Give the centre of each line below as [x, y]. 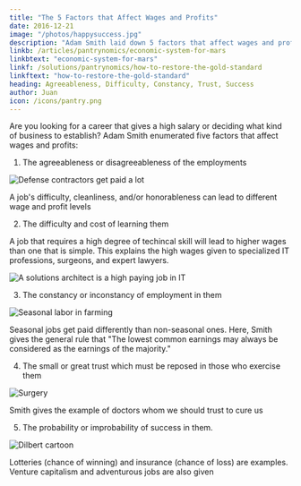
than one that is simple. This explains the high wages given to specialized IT [149, 251]
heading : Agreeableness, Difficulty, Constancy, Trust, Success [132, 84]
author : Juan [34, 92]
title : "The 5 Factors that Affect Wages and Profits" [114, 17]
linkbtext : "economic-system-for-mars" [84, 59]
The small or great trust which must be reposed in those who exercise [151, 366]
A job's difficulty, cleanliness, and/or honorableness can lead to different [143, 197]
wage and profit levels [50, 207]
